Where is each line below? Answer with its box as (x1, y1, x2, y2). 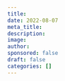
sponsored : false (7, 50, 59, 57)
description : (7, 30, 46, 37)
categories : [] (7, 63, 52, 70)
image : (7, 37, 27, 44)
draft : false (7, 56, 46, 63)
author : (7, 43, 30, 50)
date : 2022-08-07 (7, 17, 59, 24)
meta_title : (7, 23, 42, 30)
